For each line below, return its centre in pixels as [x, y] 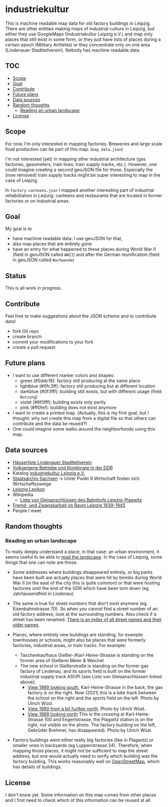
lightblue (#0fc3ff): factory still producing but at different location [88, 386]
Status [16, 276]
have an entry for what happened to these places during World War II [84, 249]
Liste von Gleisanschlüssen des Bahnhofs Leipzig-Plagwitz [81, 500]
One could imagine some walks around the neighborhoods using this [84, 429]
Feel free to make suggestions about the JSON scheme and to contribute [81, 316]
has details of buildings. [37, 767]
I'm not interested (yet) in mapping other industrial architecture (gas [75, 159]
